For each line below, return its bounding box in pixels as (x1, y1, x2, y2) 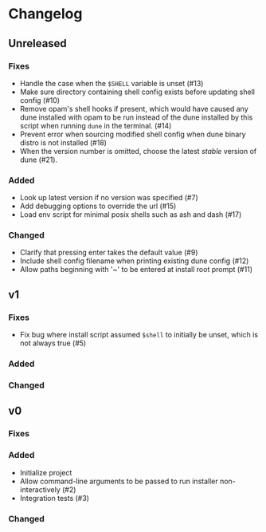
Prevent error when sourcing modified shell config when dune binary (19, 129, 246, 139)
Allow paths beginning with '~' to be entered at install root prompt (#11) (19, 265, 253, 274)
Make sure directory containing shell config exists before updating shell (19, 87, 255, 97)
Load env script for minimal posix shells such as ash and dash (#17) (19, 210, 242, 219)
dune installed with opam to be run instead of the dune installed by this (19, 112, 253, 122)
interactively (19, 484, 61, 495)
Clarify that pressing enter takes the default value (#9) (19, 248, 198, 258)
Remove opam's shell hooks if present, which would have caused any (19, 104, 248, 113)
